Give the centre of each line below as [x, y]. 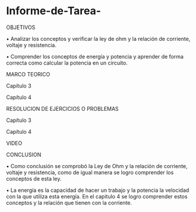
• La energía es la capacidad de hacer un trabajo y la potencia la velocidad [98, 190]
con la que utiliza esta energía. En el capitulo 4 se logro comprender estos [97, 196]
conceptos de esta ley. [34, 178]
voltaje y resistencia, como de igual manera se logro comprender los [90, 172]
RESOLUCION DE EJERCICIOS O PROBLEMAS [62, 108]
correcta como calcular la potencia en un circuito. [67, 63]
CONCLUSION [24, 155]
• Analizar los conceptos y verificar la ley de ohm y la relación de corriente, [98, 38]
